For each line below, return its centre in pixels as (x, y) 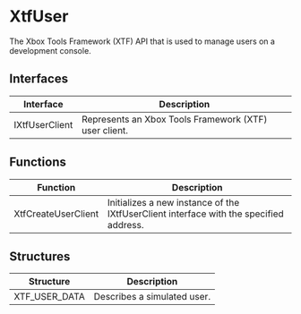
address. (126, 225)
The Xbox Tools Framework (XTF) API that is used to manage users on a (142, 41)
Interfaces (39, 79)
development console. (50, 50)
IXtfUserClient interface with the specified (195, 214)
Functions (38, 162)
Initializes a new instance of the (173, 202)
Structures (40, 256)
